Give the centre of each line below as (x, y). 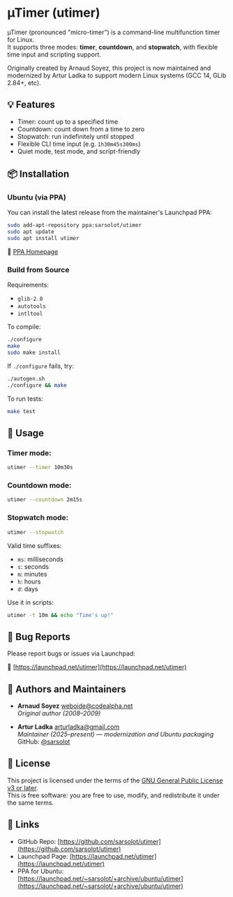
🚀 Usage (25, 433)
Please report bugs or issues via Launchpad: (72, 653)
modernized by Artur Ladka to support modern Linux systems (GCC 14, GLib (117, 75)
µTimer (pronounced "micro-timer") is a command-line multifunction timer (114, 32)
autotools (32, 306)
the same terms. (31, 802)
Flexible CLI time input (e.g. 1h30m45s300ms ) (79, 144)
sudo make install (34, 353)
